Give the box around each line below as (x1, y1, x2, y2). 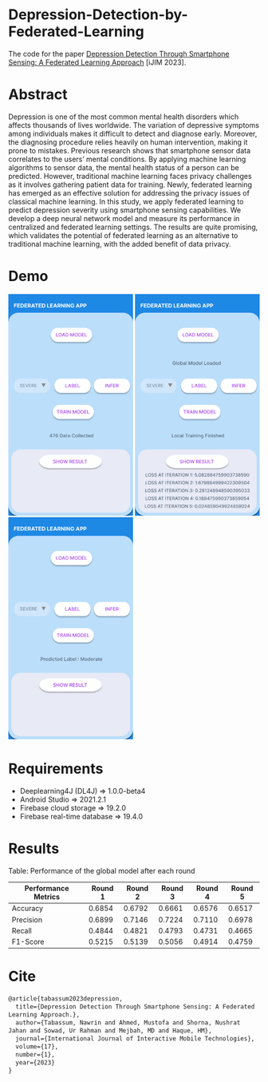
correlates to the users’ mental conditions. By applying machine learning (8, 154, 246, 164)
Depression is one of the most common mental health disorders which (8, 112, 239, 121)
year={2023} (15, 1058, 56, 1067)
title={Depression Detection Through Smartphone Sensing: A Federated (15, 1002, 255, 1011)
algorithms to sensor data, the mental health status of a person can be (8, 162, 239, 172)
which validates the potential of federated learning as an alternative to (8, 230, 238, 240)
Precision (11, 914, 42, 924)
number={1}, (15, 1050, 56, 1059)
